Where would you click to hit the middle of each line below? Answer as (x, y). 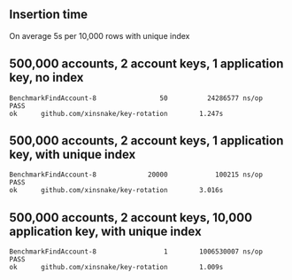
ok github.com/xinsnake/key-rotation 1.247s (116, 113)
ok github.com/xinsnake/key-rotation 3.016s (116, 191)
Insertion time (49, 15)
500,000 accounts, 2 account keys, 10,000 (131, 218)
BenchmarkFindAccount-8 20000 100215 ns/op (136, 175)
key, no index (46, 78)
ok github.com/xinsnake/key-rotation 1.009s (116, 268)
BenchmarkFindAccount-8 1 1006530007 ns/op (136, 252)
